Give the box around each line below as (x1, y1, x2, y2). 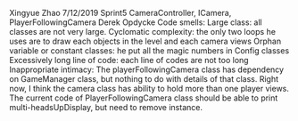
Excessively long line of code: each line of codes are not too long (9, 55, 249, 65)
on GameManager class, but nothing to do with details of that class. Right (9, 74, 279, 84)
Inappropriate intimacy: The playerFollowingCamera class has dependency (9, 64, 284, 75)
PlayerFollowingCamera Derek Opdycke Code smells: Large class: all (9, 17, 263, 28)
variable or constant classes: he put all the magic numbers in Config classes (9, 45, 290, 56)
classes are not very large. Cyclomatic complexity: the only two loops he (9, 27, 277, 36)
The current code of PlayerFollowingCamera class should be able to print (9, 93, 278, 103)
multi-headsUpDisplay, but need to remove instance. (9, 102, 203, 112)
